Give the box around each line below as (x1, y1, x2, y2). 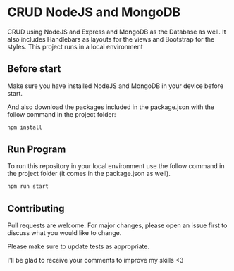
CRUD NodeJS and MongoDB (7, 4, 181, 20)
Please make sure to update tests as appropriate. (7, 242, 150, 251)
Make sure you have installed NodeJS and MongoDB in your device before (7, 82, 224, 90)
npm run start (7, 183, 49, 190)
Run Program (7, 144, 66, 156)
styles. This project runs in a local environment (7, 42, 143, 51)
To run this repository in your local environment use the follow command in (7, 162, 225, 170)
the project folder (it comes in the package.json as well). (7, 170, 171, 178)
